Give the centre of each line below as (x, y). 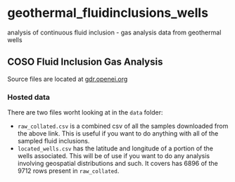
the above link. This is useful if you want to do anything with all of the (118, 134)
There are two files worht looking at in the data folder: (85, 112)
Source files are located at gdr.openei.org (68, 79)
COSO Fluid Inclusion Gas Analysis (85, 62)
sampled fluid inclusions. (53, 141)
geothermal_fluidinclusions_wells (108, 13)
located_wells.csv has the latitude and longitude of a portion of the (115, 148)
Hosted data (29, 97)
